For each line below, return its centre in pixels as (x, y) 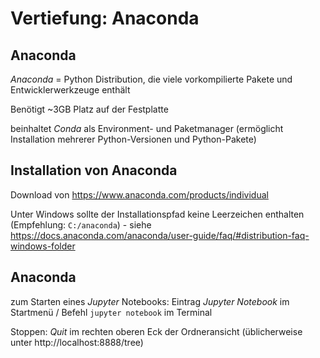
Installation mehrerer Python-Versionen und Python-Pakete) (133, 139)
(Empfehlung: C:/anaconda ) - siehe (81, 224)
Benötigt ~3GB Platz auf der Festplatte (89, 109)
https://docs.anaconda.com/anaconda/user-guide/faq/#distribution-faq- (160, 235)
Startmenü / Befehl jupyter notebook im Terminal (111, 312)
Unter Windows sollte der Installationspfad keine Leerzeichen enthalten (157, 214)
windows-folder (43, 246)
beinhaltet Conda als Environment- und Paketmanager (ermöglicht (147, 128)
